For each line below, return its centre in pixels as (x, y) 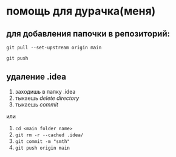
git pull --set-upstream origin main (54, 47)
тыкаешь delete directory (47, 98)
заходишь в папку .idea (45, 91)
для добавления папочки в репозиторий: (88, 34)
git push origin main (42, 148)
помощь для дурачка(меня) (81, 11)
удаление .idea (36, 77)
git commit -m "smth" (42, 141)
